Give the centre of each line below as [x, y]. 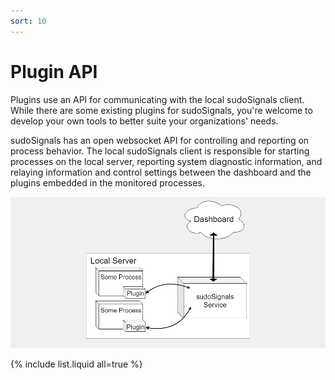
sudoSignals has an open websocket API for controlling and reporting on [160, 140]
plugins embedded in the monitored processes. [107, 182]
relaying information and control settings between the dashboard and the [161, 172]
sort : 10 [28, 21]
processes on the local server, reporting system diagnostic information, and [166, 161]
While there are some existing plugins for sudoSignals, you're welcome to [161, 110]
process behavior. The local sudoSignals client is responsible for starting [160, 151]
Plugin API [54, 71]
